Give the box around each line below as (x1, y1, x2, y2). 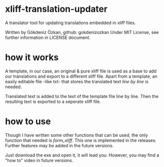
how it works (5, 52, 59, 63)
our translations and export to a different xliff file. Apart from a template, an (5, 73, 158, 79)
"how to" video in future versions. (5, 157, 73, 163)
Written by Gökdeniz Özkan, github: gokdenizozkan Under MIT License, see (5, 29, 159, 35)
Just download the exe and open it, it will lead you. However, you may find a (5, 152, 159, 158)
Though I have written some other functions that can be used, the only (5, 132, 148, 138)
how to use (5, 116, 51, 127)
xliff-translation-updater (5, 3, 108, 15)
